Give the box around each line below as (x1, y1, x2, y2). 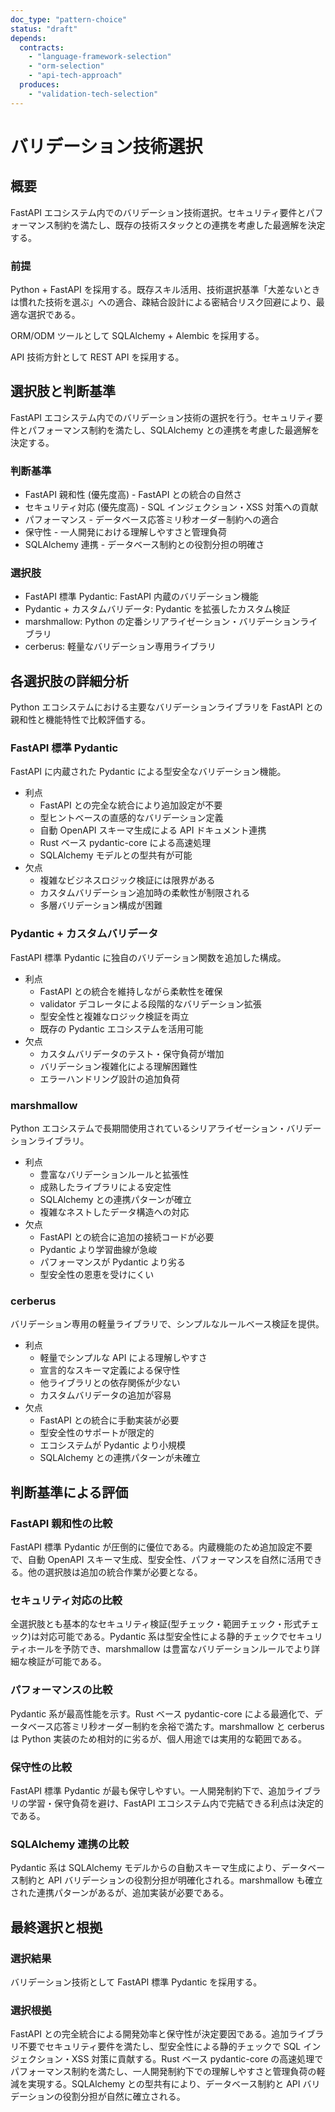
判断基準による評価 (10, 1484, 129, 1501)
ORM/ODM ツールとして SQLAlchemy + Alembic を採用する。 (10, 329, 265, 341)
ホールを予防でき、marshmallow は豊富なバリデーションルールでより (27, 1643, 312, 1655)
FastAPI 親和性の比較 (10, 1516, 113, 1530)
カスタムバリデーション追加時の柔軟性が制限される (39, 887, 251, 899)
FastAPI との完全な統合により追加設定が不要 (39, 799, 223, 811)
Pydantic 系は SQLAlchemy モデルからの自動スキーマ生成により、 (10, 1862, 282, 1874)
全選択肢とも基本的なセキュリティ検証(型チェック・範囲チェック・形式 (10, 1618, 302, 1630)
